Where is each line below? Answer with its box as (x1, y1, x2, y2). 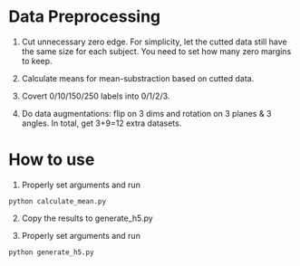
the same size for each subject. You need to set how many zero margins (21, 45, 292, 56)
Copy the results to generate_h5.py (21, 213, 153, 223)
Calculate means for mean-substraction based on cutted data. (21, 72, 255, 83)
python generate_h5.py (8, 247, 94, 257)
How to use (8, 149, 95, 170)
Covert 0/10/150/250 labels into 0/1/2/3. (21, 90, 170, 101)
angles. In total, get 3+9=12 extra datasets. (21, 118, 182, 128)
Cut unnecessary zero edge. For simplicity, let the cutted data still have (21, 36, 287, 47)
